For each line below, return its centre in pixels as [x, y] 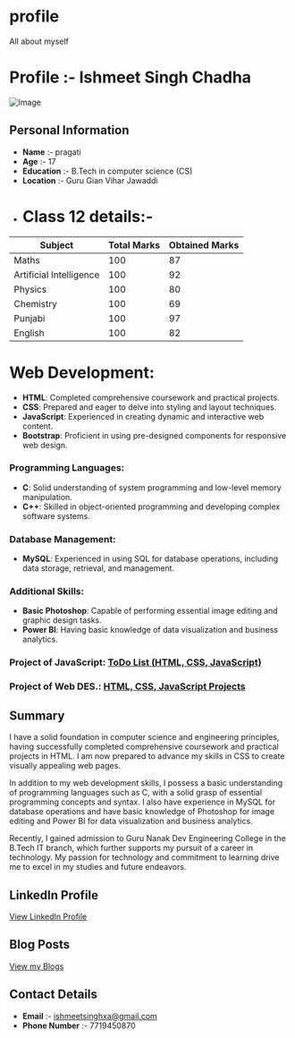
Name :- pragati [52, 152]
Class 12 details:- [88, 216]
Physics [30, 289]
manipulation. [47, 497]
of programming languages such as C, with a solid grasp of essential [135, 793]
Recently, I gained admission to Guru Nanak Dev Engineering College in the [147, 838]
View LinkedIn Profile [48, 916]
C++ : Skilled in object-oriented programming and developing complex [151, 506]
